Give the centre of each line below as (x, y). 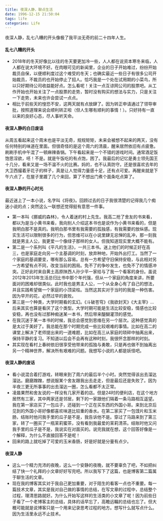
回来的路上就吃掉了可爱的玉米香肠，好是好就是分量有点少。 (72, 442)
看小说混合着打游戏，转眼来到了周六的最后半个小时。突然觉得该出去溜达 (84, 374)
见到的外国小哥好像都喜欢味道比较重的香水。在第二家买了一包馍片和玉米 (84, 411)
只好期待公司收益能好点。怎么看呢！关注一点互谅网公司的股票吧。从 (84, 86)
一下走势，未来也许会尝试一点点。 (46, 98)
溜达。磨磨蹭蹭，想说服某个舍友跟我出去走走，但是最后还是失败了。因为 (84, 381)
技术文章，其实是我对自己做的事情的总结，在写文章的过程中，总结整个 (86, 489)
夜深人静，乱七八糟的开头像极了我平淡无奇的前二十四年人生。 (67, 37)
